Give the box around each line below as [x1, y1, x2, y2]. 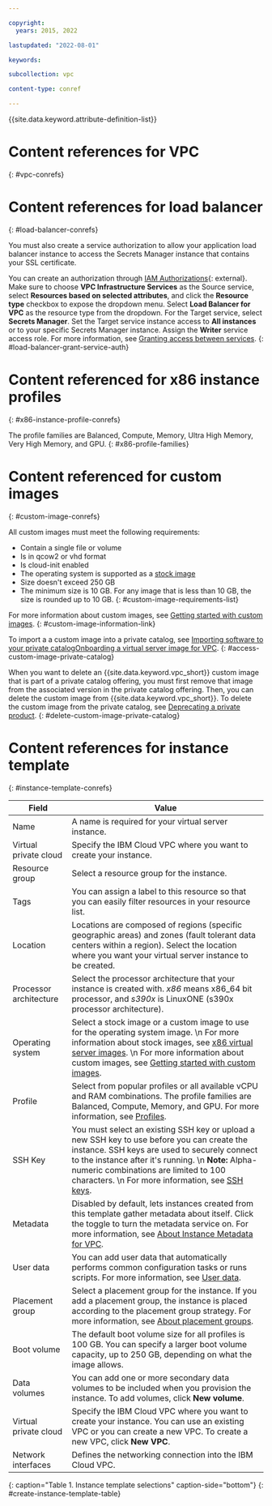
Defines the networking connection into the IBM [71, 1448, 253, 1460]
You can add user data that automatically [71, 1251, 227, 1263]
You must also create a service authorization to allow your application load [8, 240, 257, 250]
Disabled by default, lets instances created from [71, 1197, 253, 1209]
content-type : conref [8, 85, 82, 93]
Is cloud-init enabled [19, 560, 89, 570]
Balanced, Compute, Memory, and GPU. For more [71, 1100, 260, 1111]
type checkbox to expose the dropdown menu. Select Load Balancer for [8, 299, 251, 309]
